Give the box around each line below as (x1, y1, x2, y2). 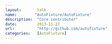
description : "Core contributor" (5, 17, 79, 22)
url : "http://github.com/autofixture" (5, 26, 108, 31)
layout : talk (5, 7, 47, 13)
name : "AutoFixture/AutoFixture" (5, 12, 92, 17)
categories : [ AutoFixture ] (5, 31, 67, 36)
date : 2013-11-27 (5, 21, 60, 27)
